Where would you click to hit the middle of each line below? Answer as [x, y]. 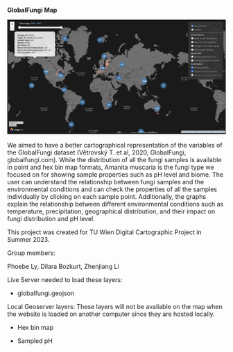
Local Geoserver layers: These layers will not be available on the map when [115, 307]
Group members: [31, 253]
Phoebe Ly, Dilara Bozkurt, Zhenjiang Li [63, 267]
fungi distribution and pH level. [51, 219]
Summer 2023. [28, 240]
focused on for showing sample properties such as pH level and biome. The [115, 175]
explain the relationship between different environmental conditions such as [115, 204]
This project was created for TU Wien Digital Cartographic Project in [105, 232]
